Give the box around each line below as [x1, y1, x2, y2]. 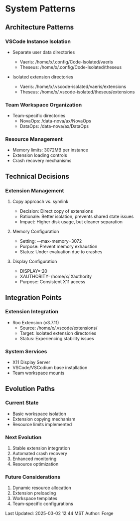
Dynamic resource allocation [12, 485, 71, 491]
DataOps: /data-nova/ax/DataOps [19, 123, 89, 129]
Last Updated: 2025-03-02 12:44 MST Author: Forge [5, 511, 114, 517]
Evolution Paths [5, 384, 55, 393]
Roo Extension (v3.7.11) [12, 319, 59, 325]
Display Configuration [12, 258, 57, 265]
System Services [5, 348, 47, 355]
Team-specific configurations [12, 501, 73, 507]
